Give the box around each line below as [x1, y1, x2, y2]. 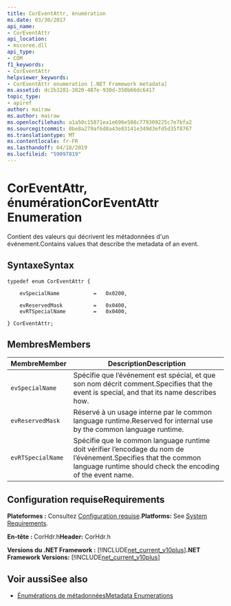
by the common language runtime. [73, 424, 184, 434]
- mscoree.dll [7, 42, 48, 49]
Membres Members [7, 338, 91, 351]
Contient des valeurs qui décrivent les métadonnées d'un [7, 232, 170, 241]
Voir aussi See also [7, 573, 88, 585]
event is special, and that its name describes [73, 388, 217, 398]
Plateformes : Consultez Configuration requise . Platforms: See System [7, 512, 208, 520]
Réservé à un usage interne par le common [73, 407, 212, 417]
